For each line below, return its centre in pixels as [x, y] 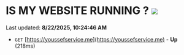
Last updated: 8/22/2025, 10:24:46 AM [56, 28]
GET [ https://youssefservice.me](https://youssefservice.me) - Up [96, 39]
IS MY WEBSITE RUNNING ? [78, 11]
